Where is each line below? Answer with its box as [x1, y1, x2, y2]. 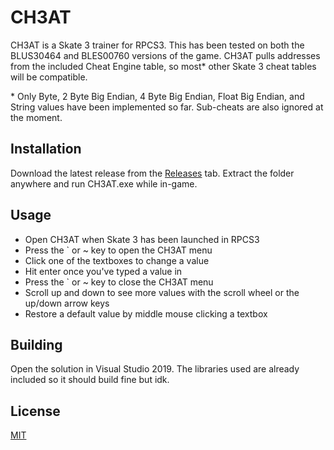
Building [10, 336, 63, 353]
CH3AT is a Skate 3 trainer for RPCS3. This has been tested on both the [10, 39, 305, 51]
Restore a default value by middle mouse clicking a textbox [24, 307, 268, 320]
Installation [10, 141, 82, 158]
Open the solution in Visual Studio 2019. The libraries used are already [10, 363, 300, 375]
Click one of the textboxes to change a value [24, 254, 210, 266]
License [10, 402, 61, 420]
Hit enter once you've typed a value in [24, 265, 183, 277]
